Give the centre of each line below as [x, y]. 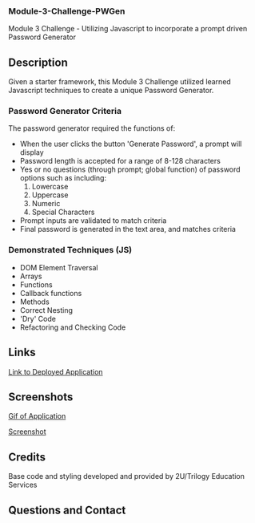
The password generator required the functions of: [92, 128]
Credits [27, 457]
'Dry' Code [38, 318]
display [32, 152]
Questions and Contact [67, 510]
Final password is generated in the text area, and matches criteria [127, 229]
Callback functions [51, 293]
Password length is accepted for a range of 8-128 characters [120, 161]
